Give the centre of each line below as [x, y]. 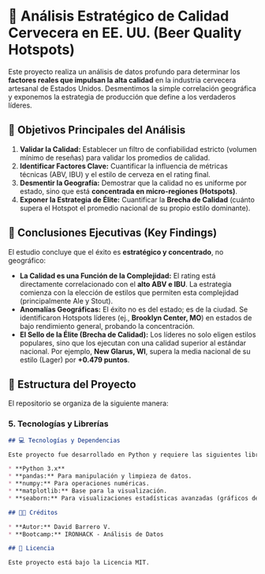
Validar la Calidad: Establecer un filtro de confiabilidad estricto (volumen [138, 149]
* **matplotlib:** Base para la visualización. [88, 491]
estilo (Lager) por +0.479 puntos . [75, 360]
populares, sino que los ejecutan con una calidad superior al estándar [133, 342]
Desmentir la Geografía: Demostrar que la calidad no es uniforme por [133, 183]
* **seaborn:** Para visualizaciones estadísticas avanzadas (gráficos [128, 498]
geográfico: [27, 260]
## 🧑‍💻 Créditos [33, 512]
